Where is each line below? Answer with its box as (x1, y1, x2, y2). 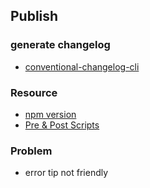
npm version (24, 108, 77, 120)
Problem (10, 144, 53, 158)
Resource (10, 85, 58, 99)
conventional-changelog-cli (24, 60, 140, 73)
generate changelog (10, 38, 111, 52)
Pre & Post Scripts (24, 119, 100, 131)
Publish (10, 8, 59, 25)
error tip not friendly (24, 167, 109, 179)
